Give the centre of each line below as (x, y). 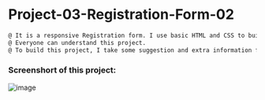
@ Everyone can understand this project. (77, 43)
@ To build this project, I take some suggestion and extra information (130, 50)
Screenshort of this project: (62, 70)
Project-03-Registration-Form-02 (121, 15)
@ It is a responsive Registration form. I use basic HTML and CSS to (127, 35)
